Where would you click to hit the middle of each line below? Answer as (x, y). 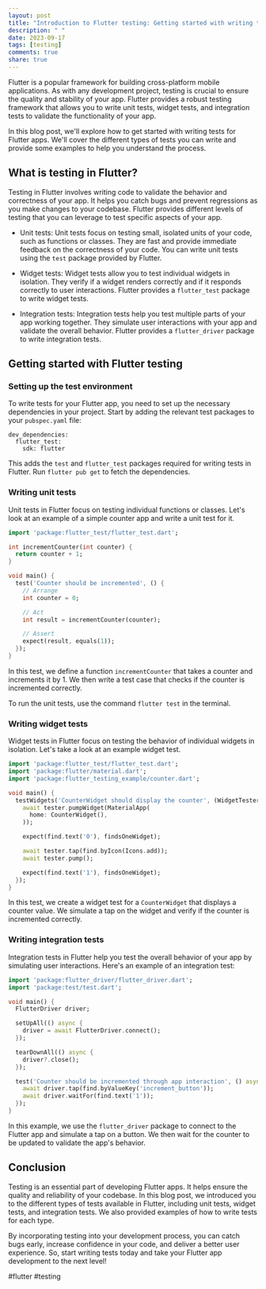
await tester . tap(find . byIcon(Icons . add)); (95, 851)
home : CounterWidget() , (68, 815)
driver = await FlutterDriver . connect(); (91, 1031)
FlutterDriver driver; (53, 1009)
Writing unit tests (42, 492)
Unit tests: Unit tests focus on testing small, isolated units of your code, (136, 232)
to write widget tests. (54, 298)
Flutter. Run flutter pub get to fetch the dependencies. (99, 472)
